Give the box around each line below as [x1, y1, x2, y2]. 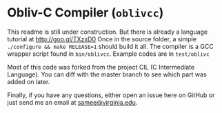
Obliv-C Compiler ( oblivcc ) [7, 5, 164, 21]
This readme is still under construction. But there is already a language [7, 28, 208, 36]
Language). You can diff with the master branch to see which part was [7, 70, 207, 79]
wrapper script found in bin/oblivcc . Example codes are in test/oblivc [7, 50, 210, 58]
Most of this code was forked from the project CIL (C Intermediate [7, 63, 195, 71]
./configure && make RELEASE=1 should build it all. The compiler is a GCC [7, 42, 214, 50]
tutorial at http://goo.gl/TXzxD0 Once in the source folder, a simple [7, 34, 196, 43]
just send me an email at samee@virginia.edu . [7, 98, 138, 106]
